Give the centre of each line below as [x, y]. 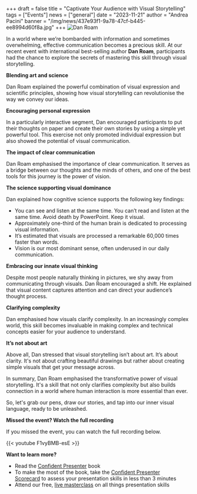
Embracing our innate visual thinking [52, 266]
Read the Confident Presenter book [58, 466]
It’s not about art [27, 343]
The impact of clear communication [51, 152]
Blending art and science [37, 75]
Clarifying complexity [33, 307]
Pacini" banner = [26, 21]
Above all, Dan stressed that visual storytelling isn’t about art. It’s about [92, 354]
